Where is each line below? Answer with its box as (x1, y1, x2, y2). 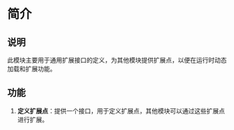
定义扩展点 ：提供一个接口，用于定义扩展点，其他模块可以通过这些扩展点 (17, 106, 225, 115)
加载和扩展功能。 (7, 65, 56, 73)
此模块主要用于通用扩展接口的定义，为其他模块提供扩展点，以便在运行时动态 (7, 56, 227, 64)
